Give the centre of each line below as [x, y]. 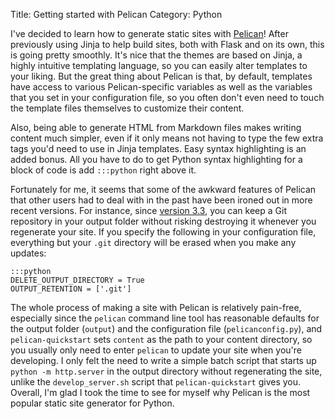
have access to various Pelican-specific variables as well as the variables [161, 87]
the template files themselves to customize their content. [127, 108]
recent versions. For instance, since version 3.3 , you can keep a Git [148, 210]
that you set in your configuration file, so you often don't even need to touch [167, 97]
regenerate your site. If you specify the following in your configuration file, [163, 232]
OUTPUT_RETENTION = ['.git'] [71, 289]
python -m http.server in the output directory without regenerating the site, [166, 371]
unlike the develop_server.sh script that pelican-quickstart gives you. [156, 382]
